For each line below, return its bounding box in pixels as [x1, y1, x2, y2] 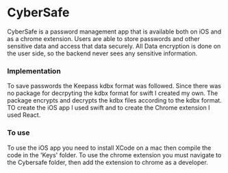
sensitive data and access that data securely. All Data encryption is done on [7, 42, 221, 50]
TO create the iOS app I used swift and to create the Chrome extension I [7, 104, 210, 112]
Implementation [7, 66, 62, 76]
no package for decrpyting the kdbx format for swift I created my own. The [7, 89, 218, 97]
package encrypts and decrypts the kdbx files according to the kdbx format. [7, 96, 223, 105]
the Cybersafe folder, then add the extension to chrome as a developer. [7, 158, 209, 166]
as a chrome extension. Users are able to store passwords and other [7, 34, 200, 42]
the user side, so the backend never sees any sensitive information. [7, 49, 198, 57]
